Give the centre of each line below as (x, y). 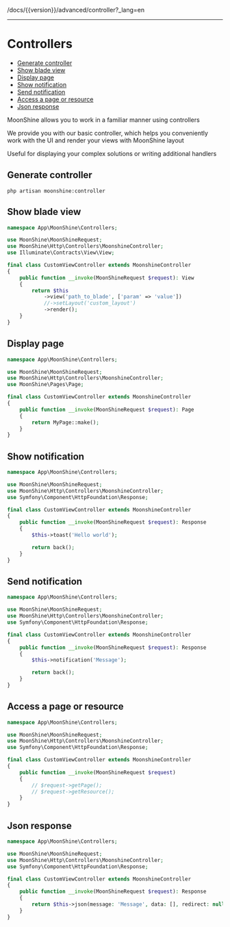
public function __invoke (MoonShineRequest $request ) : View (107, 278)
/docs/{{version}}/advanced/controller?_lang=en (76, 10)
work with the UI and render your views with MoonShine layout (96, 140)
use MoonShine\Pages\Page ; (46, 385)
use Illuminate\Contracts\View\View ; (61, 253)
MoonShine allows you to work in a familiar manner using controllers (103, 120)
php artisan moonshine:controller (56, 191)
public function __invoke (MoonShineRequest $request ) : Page (107, 409)
